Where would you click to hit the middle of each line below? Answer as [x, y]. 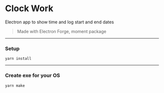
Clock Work [29, 9]
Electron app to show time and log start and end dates [60, 22]
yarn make [15, 86]
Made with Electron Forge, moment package [61, 31]
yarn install [18, 59]
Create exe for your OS [32, 75]
